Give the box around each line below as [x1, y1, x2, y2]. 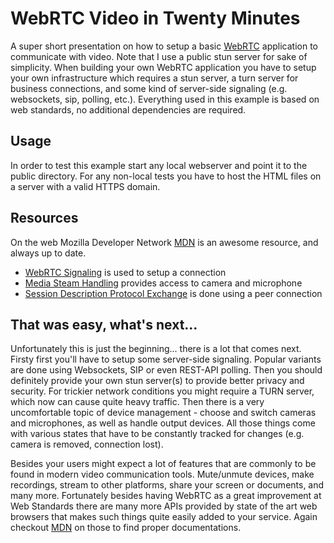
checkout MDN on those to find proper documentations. [10, 522, 242, 534]
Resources [10, 210, 79, 227]
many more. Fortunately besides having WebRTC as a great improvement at [10, 490, 322, 502]
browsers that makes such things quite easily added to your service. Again [10, 511, 318, 523]
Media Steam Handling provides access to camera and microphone [24, 277, 303, 289]
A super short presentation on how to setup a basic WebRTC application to [10, 40, 318, 52]
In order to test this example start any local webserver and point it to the [10, 159, 308, 171]
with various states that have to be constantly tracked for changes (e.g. [10, 428, 305, 440]
